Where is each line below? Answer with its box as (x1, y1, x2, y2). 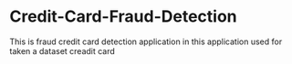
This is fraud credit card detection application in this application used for (9, 36, 283, 47)
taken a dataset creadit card (9, 45, 116, 56)
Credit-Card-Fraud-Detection (9, 6, 237, 27)
